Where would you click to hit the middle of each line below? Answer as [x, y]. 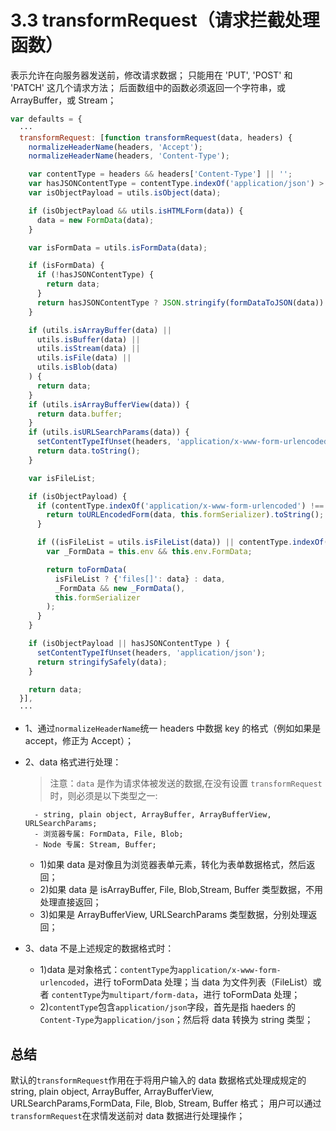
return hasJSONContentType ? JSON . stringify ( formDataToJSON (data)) [180, 302]
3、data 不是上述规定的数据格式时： [99, 948]
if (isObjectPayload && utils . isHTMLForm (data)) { [136, 211]
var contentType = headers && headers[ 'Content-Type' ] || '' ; [160, 174]
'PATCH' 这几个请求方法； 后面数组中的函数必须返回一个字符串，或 [148, 87]
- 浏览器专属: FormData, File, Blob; [109, 834]
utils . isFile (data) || [84, 358]
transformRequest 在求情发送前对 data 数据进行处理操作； [128, 1115]
